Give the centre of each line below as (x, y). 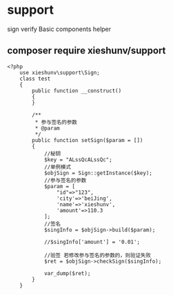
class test (35, 79)
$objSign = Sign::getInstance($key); (98, 173)
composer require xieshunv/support (86, 51)
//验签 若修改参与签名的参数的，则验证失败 (98, 255)
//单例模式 (57, 167)
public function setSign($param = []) (88, 140)
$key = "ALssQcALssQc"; (78, 160)
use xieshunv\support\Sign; (60, 72)
